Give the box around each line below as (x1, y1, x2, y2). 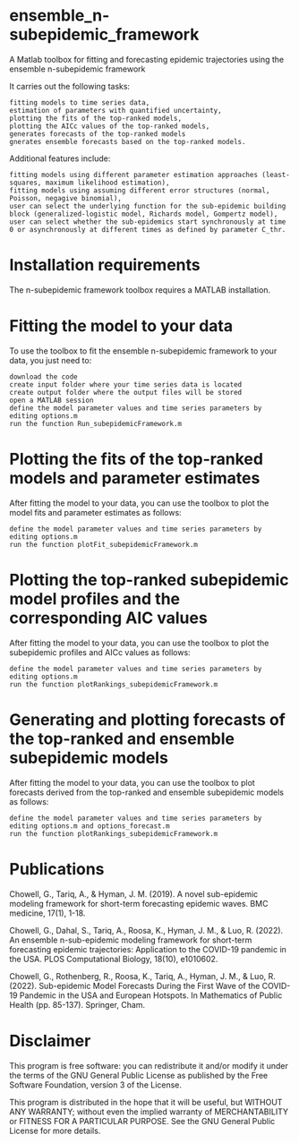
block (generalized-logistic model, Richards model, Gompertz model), (9, 209, 278, 218)
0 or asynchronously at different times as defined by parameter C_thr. (9, 225, 286, 234)
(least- (261, 170, 291, 179)
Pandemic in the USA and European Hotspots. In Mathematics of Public (19, 990, 283, 1001)
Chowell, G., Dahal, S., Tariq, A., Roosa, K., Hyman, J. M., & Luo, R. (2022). (9, 925, 284, 935)
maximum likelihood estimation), (45, 178, 170, 187)
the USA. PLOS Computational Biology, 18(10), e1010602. (9, 953, 218, 964)
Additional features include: (9, 153, 111, 164)
